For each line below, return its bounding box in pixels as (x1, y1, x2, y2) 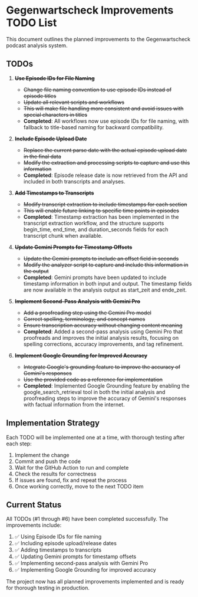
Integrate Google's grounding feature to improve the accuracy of (23, 363, 181, 370)
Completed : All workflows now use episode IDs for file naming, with (23, 117, 189, 124)
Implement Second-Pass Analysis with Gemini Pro (14, 297, 140, 304)
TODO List (6, 16, 57, 29)
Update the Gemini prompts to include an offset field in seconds (23, 255, 179, 262)
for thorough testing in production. (6, 585, 90, 592)
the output (23, 267, 49, 274)
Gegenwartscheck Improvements (6, 4, 174, 17)
